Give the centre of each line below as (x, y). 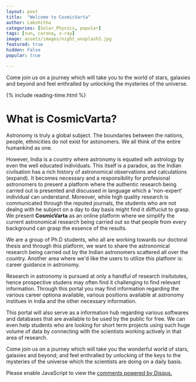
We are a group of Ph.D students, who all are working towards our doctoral (97, 239)
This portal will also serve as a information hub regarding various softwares (97, 312)
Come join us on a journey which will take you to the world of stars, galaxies (98, 77)
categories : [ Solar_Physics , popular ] (54, 28)
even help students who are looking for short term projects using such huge (98, 325)
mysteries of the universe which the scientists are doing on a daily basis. (94, 361)
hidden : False (24, 50)
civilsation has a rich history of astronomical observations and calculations (97, 172)
